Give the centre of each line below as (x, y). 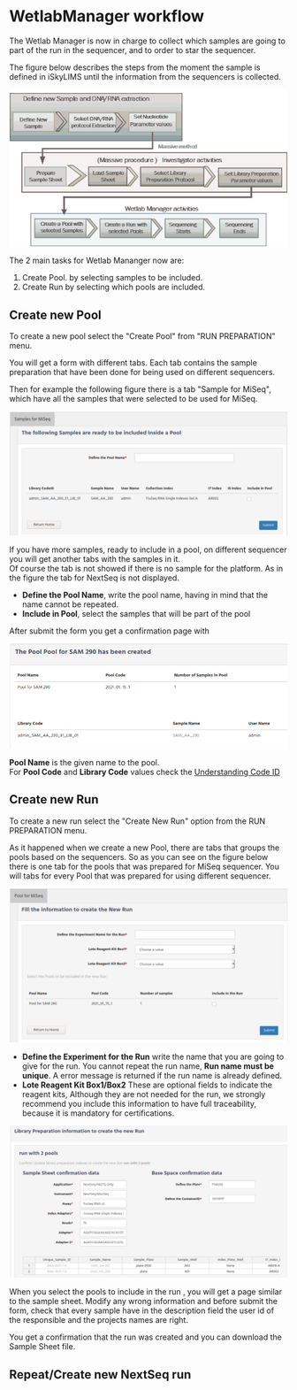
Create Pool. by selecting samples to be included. (112, 278)
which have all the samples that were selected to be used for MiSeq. (133, 399)
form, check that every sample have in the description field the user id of (142, 1310)
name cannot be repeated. (70, 604)
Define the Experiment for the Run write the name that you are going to (153, 1057)
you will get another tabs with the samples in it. (95, 559)
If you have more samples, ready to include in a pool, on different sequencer (148, 549)
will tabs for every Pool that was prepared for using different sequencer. (140, 875)
